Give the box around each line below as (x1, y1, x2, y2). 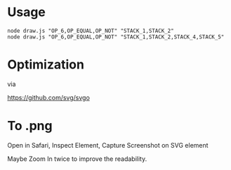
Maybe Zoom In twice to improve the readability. (7, 155, 147, 163)
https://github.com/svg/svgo (7, 93, 90, 101)
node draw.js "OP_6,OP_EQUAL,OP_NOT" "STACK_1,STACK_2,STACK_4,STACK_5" (7, 33, 225, 41)
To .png (7, 118, 53, 134)
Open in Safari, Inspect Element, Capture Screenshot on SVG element (7, 141, 209, 149)
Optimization (7, 57, 84, 73)
